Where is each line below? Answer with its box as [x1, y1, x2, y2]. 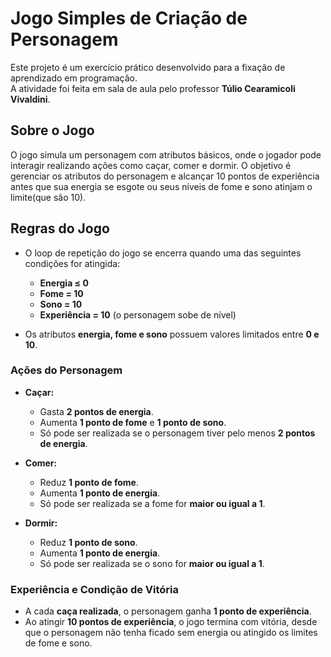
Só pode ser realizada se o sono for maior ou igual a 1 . [39, 557, 265, 569]
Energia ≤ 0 [39, 277, 89, 289]
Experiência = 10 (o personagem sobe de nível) [39, 308, 237, 321]
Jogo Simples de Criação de [10, 7, 248, 30]
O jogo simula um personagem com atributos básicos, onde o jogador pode [10, 148, 322, 161]
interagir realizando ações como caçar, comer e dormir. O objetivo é [10, 159, 292, 171]
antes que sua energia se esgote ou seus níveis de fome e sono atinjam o [10, 180, 313, 192]
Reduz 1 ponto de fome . [39, 476, 139, 488]
